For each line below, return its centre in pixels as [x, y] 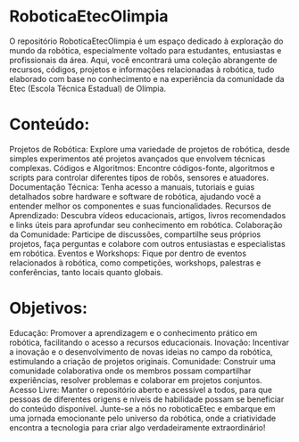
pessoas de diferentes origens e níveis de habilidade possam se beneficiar [147, 399]
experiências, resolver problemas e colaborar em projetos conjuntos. [136, 380]
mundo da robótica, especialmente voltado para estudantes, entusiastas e [145, 50]
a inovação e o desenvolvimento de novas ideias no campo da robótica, [141, 352]
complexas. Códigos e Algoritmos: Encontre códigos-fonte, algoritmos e [142, 168]
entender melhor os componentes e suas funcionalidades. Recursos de [141, 206]
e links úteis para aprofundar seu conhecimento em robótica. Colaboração [146, 225]
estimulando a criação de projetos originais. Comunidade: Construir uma [143, 361]
